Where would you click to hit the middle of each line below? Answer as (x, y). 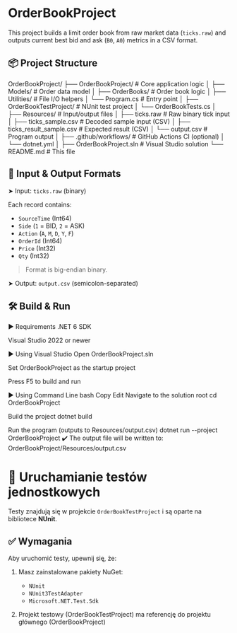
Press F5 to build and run (44, 382)
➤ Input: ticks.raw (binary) (47, 191)
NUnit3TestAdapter (56, 594)
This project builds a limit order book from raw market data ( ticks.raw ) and (117, 33)
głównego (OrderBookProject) (62, 622)
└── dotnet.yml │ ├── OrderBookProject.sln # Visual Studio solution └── (116, 144)
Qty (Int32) (34, 255)
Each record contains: (40, 204)
